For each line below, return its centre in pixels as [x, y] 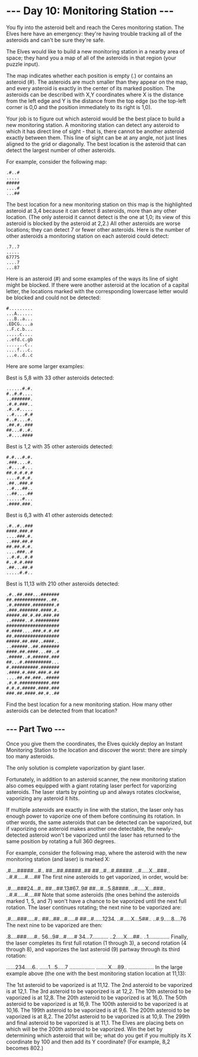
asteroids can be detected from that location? [62, 710]
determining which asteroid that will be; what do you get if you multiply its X [99, 1035]
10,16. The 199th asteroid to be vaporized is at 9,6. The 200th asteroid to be [98, 1010]
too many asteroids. [30, 756]
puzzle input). [23, 64]
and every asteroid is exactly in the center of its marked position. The [91, 88]
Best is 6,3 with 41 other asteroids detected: [60, 515]
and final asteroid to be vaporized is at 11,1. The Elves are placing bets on [95, 1023]
